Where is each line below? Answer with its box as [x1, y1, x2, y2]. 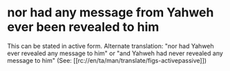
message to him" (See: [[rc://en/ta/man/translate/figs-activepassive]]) [7, 56, 207, 64]
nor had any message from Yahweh [7, 5, 214, 20]
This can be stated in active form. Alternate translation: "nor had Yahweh [7, 42, 214, 50]
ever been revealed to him [7, 19, 160, 35]
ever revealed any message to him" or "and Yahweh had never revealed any [7, 49, 223, 57]
